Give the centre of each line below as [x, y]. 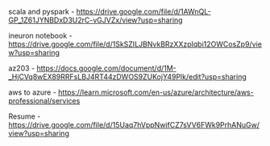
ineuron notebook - [40, 36]
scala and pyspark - [42, 12]
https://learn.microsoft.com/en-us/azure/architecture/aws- [156, 92]
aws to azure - [32, 92]
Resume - [25, 116]
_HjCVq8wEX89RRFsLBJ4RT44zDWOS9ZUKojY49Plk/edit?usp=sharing [128, 77]
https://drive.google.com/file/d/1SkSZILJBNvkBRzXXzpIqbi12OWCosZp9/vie [135, 44]
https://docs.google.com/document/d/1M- [106, 68]
